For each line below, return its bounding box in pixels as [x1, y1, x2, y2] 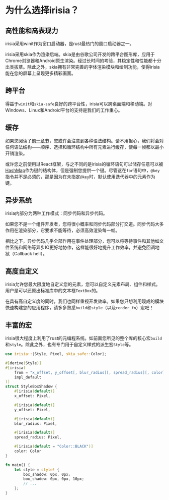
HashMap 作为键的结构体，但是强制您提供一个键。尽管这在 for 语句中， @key [5, 167, 160, 173]
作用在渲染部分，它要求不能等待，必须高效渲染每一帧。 [5, 228, 120, 234]
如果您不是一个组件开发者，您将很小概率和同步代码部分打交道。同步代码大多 [5, 221, 164, 227]
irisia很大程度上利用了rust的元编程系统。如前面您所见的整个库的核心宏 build [5, 335, 162, 341]
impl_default [14, 374, 42, 380]
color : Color [14, 449, 42, 454]
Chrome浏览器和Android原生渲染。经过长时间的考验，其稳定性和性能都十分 [5, 58, 162, 64]
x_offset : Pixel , [14, 394, 51, 399]
